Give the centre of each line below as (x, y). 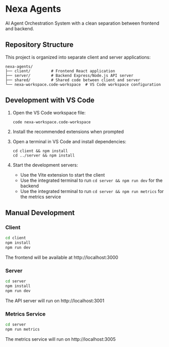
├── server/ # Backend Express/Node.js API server (69, 75)
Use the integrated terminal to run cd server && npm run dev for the (91, 180)
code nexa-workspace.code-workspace (52, 122)
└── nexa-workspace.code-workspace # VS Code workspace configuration (83, 84)
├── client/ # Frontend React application (60, 71)
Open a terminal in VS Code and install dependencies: (69, 141)
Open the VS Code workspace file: (49, 112)
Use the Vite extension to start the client (63, 175)
